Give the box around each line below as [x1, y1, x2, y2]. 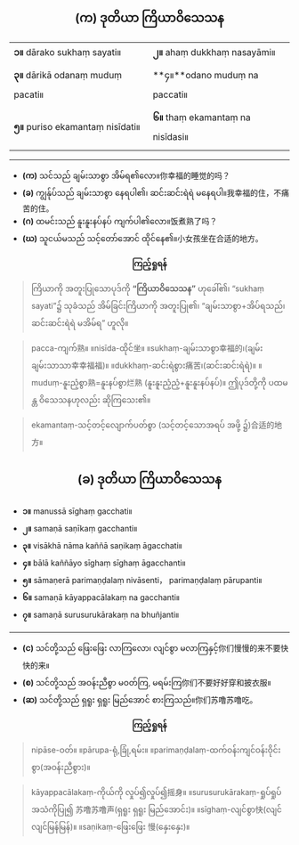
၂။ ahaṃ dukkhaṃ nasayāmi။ [152, 45, 276, 58]
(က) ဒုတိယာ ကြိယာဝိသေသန [75, 11, 224, 26]
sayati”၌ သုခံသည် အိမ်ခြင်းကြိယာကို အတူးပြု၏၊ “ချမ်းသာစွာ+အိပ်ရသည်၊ [30, 300, 286, 311]
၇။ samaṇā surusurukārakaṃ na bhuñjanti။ [21, 609, 180, 620]
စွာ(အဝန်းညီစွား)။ [30, 761, 91, 772]
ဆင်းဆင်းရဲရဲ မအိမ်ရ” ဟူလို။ [30, 317, 129, 328]
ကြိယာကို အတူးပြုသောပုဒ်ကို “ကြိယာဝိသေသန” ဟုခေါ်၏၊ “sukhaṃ [30, 283, 265, 294]
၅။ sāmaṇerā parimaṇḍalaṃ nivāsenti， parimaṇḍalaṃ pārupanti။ [21, 574, 263, 585]
